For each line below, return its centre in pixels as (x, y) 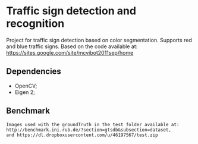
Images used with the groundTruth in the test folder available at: (93, 124)
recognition (35, 24)
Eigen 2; (25, 92)
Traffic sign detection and (71, 11)
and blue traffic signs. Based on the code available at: (72, 46)
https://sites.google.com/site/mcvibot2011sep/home (70, 52)
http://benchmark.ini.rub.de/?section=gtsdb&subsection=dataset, (89, 130)
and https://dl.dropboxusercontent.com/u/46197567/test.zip (82, 135)
